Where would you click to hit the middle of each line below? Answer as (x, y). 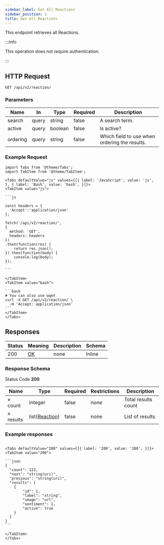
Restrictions (105, 391)
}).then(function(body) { (31, 253)
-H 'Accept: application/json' (41, 304)
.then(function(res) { (28, 244)
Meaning (38, 346)
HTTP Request (28, 76)
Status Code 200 (22, 379)
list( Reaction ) (44, 417)
